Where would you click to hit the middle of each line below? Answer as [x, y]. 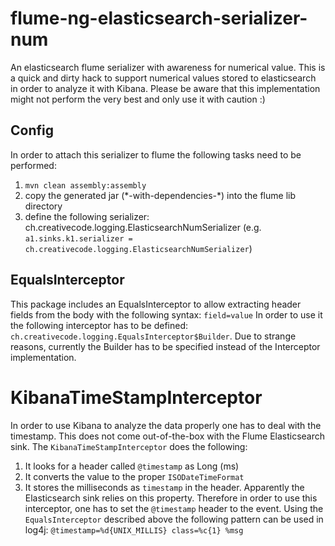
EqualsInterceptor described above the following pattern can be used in [174, 519]
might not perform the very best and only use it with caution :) [138, 99]
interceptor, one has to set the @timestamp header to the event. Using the [174, 508]
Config [32, 130]
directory [43, 206]
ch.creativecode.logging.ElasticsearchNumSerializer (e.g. [143, 227]
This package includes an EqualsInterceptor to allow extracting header [156, 304]
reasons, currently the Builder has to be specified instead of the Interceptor [165, 346]
